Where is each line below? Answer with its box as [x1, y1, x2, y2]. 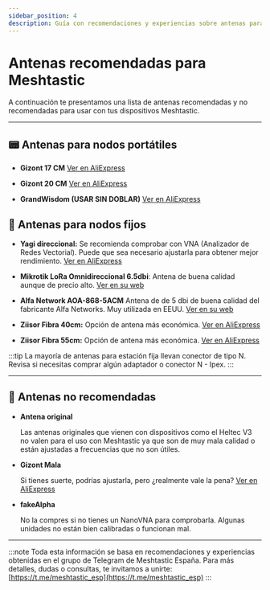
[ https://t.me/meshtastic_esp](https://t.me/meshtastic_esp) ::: [8, 572, 212, 582]
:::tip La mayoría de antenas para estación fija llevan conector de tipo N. [8, 351, 247, 361]
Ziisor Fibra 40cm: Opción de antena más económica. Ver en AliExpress [19, 320, 261, 330]
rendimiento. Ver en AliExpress [19, 256, 122, 266]
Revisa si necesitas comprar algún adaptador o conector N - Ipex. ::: [8, 359, 235, 370]
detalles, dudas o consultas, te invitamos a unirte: [8, 563, 173, 573]
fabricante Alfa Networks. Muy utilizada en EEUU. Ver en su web [19, 305, 234, 314]
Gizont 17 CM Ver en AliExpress [19, 163, 126, 173]
